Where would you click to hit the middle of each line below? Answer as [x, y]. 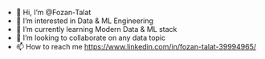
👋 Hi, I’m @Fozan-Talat [53, 12]
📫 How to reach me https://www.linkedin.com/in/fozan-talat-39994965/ [136, 47]
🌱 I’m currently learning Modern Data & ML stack [96, 29]
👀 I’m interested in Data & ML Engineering [85, 21]
